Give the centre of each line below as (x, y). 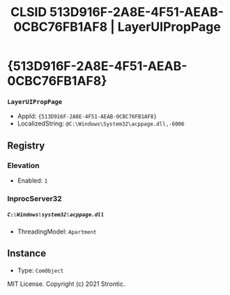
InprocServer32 (35, 199)
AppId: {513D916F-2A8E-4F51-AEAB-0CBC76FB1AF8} (87, 116)
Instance (27, 254)
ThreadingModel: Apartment (57, 232)
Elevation (23, 165)
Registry (26, 145)
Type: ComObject (40, 270)
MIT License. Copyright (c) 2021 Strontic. (66, 284)
